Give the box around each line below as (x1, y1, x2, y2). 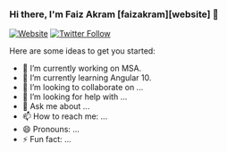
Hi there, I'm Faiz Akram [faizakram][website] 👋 (9, 8, 219, 21)
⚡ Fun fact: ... (21, 134, 71, 145)
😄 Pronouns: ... (21, 124, 80, 135)
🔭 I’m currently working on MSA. (21, 63, 142, 74)
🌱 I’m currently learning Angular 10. (21, 72, 152, 83)
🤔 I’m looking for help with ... (21, 91, 128, 102)
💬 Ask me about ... (21, 101, 90, 112)
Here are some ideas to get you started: (9, 46, 156, 56)
